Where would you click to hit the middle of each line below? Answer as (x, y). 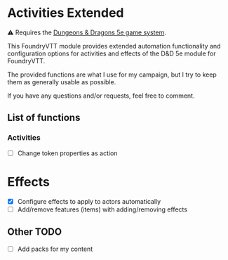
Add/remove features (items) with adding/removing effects (102, 209)
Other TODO (34, 232)
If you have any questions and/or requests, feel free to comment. (101, 96)
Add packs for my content (55, 249)
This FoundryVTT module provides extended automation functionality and (114, 46)
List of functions (44, 118)
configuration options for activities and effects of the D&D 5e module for (112, 53)
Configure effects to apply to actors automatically (89, 201)
